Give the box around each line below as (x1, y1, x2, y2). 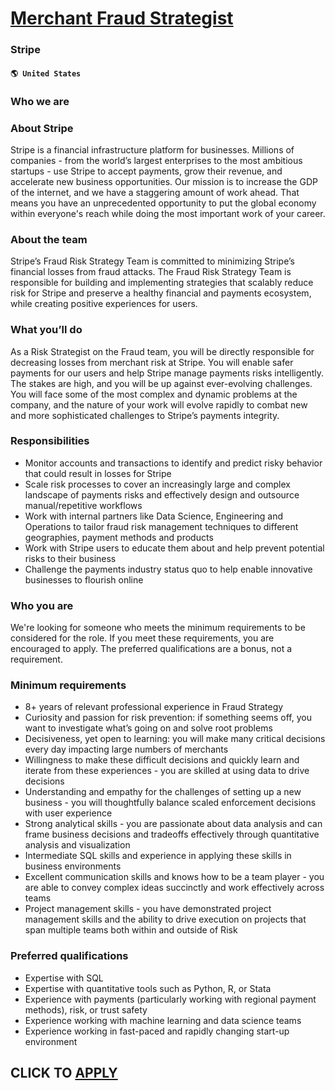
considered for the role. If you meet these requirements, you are (10, 632, 275, 644)
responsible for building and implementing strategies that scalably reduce (10, 277, 314, 289)
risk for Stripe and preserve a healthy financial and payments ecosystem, (10, 287, 312, 299)
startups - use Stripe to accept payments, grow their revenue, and (10, 165, 283, 177)
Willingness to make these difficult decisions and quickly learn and (24, 754, 300, 766)
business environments (24, 860, 122, 872)
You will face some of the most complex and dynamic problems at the (10, 388, 298, 400)
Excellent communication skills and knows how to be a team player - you (24, 871, 325, 883)
